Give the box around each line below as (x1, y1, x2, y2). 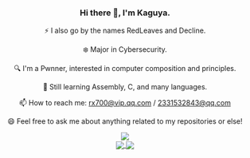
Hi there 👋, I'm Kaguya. (80, 7, 170, 18)
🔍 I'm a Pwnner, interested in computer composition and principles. (14, 64, 236, 73)
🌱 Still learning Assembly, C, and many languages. (42, 82, 208, 92)
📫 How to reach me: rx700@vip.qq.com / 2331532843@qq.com (18, 98, 232, 108)
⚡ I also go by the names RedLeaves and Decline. (44, 26, 206, 35)
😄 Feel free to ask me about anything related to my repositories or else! (6, 117, 244, 126)
